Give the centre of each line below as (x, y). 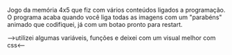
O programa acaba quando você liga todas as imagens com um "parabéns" (115, 17)
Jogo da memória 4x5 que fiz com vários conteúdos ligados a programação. (116, 10)
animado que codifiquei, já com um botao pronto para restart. (95, 24)
